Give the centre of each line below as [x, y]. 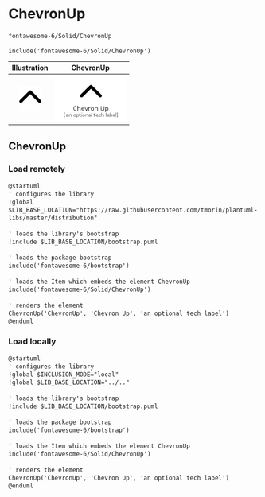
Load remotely [37, 169]
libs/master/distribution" [53, 218]
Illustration [30, 68]
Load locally [32, 341]
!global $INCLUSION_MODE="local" [64, 375]
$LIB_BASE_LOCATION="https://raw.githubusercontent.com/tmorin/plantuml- [133, 210]
